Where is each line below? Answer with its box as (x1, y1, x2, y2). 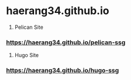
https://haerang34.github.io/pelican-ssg (6, 38, 126, 46)
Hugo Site (14, 52, 39, 59)
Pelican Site (14, 24, 43, 31)
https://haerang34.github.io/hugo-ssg (6, 66, 119, 75)
